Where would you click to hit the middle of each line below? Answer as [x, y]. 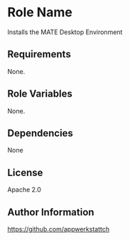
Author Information [51, 212]
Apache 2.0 [24, 190]
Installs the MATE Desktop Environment [65, 32]
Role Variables [40, 94]
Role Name [40, 12]
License [25, 172]
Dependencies [40, 133]
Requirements [39, 54]
